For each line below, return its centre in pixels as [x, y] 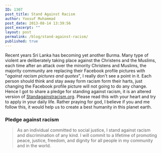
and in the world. [34, 146]
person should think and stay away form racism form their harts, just [74, 81]
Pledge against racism [32, 119]
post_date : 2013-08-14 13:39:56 [38, 23]
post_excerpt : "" [23, 28]
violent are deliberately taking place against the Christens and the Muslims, [81, 60]
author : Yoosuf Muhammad [30, 19]
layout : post [18, 32]
